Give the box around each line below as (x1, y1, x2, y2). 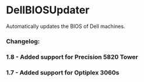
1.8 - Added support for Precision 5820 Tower (6, 53, 139, 61)
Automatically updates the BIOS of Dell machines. (6, 23, 125, 30)
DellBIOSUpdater (6, 3, 90, 17)
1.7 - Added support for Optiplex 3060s (6, 68, 120, 76)
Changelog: (6, 37, 40, 45)
